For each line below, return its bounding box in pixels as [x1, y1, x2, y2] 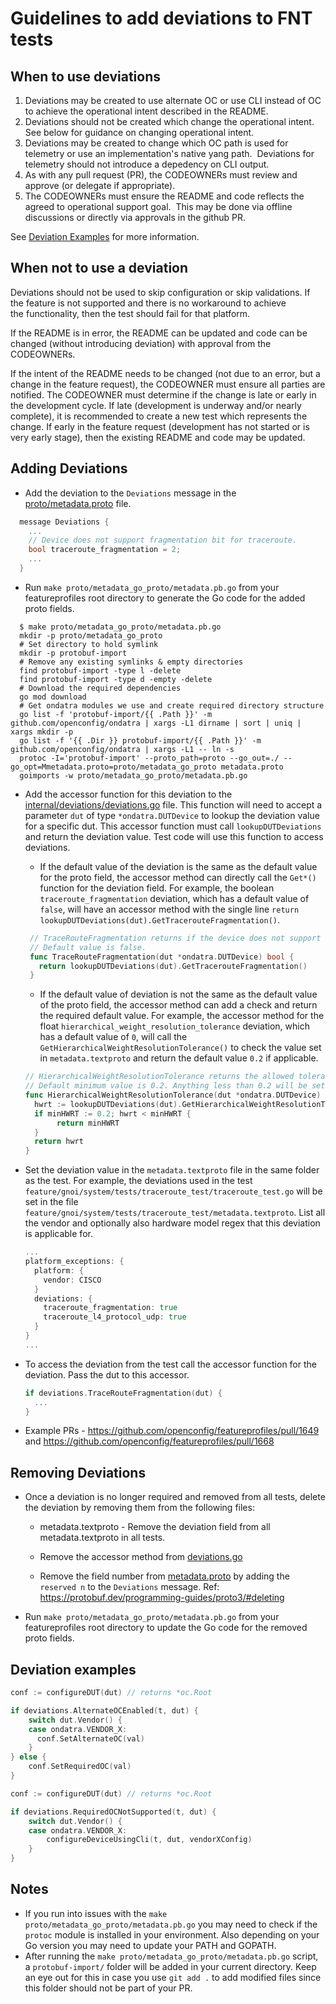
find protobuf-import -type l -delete [19, 665, 182, 676]
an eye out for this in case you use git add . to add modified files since [24, 1971, 322, 1983]
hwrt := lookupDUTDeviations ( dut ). [34, 1099, 183, 1109]
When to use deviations [10, 68, 162, 85]
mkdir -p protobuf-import [19, 648, 128, 658]
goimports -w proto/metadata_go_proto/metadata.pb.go [19, 770, 248, 781]
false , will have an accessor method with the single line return [39, 903, 300, 915]
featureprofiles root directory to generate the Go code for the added [24, 592, 306, 604]
